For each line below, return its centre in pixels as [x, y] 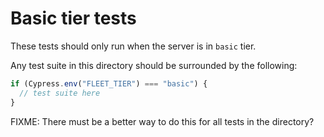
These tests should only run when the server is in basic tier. [133, 46]
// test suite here [60, 93]
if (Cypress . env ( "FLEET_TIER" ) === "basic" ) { [109, 83]
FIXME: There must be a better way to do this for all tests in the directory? [162, 121]
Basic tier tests [73, 18]
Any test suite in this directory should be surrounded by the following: [154, 65]
